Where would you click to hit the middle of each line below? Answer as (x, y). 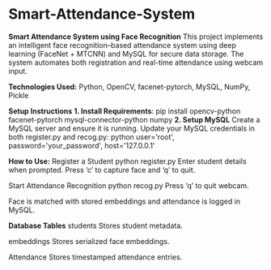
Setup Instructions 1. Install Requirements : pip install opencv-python (125, 111)
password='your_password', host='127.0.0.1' (82, 145)
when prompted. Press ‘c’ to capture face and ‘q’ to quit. (102, 169)
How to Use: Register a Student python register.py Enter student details (127, 161)
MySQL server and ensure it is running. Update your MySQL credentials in (131, 128)
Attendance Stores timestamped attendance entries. (95, 257)
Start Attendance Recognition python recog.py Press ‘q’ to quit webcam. (129, 185)
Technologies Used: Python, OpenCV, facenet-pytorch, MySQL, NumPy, (129, 87)
